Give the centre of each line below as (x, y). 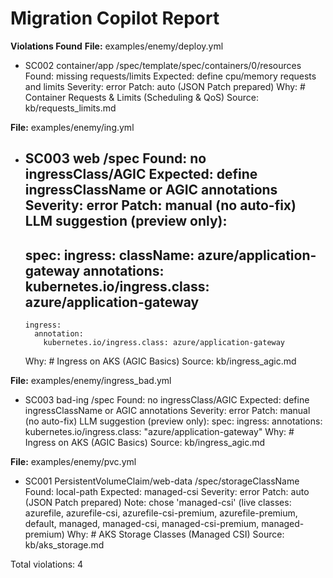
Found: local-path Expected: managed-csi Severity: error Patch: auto (167, 492)
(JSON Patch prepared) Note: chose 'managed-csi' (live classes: (158, 503)
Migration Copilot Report (115, 18)
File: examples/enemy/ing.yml (72, 127)
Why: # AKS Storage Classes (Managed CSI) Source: (175, 534)
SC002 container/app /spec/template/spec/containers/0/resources (163, 65)
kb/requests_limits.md (70, 108)
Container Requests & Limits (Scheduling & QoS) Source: (141, 97)
